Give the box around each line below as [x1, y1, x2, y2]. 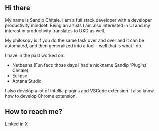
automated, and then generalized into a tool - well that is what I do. [5, 42, 143, 49]
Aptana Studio [12, 78, 42, 84]
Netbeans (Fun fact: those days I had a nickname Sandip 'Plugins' [12, 62, 148, 68]
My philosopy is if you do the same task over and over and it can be [5, 37, 145, 43]
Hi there [5, 4, 31, 12]
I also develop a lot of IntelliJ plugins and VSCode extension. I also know [5, 87, 154, 94]
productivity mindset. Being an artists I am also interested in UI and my [5, 22, 151, 28]
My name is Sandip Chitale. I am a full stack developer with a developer [5, 17, 152, 23]
